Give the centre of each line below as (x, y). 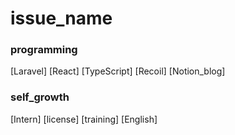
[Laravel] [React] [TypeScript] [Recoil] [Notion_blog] (118, 71)
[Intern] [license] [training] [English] (84, 119)
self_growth (40, 97)
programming (44, 50)
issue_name (61, 18)
